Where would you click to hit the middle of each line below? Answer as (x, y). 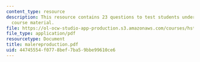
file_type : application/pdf (41, 34)
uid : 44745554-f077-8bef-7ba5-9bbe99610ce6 (61, 50)
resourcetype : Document (36, 39)
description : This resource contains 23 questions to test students (93, 17)
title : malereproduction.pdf (42, 45)
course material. (33, 22)
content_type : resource (36, 12)
